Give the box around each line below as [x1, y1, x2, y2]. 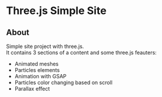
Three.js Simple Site [6, 4, 107, 18]
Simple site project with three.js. [6, 43, 84, 50]
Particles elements [14, 67, 60, 74]
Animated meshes [14, 60, 59, 67]
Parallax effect [14, 85, 50, 92]
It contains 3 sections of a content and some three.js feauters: [6, 49, 157, 56]
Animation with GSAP [14, 73, 67, 79]
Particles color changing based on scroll [14, 79, 113, 86]
